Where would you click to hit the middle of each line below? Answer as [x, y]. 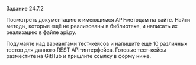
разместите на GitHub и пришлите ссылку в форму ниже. [79, 56]
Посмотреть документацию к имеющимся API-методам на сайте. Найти [98, 20]
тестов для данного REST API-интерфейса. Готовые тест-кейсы [86, 50]
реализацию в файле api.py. [41, 32]
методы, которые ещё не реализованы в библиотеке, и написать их [92, 26]
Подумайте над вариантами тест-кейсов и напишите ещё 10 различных [97, 44]
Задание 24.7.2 [25, 8]
